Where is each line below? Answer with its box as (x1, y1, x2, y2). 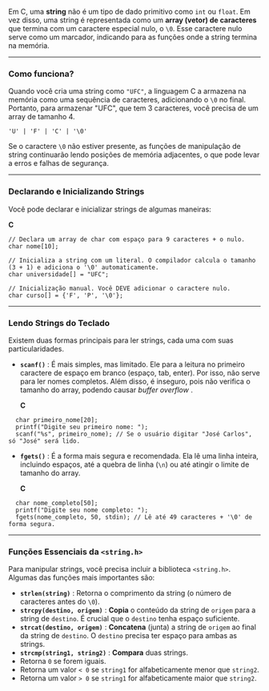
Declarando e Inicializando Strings (8, 186, 145, 197)
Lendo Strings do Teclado (8, 317, 110, 328)
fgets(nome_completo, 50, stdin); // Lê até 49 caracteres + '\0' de (15, 512, 252, 521)
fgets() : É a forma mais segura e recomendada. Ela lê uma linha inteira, (19, 451, 259, 460)
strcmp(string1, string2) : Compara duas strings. (19, 648, 189, 657)
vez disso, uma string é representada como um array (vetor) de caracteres (8, 15, 257, 25)
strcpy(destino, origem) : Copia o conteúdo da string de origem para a (19, 605, 256, 615)
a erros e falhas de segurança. (8, 159, 110, 168)
